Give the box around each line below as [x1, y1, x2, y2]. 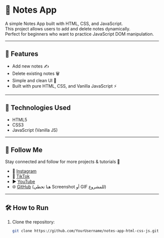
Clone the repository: [12, 219, 55, 225]
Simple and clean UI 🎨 [12, 77, 57, 83]
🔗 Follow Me [5, 145, 43, 154]
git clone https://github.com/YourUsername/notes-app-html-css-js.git [12, 229, 159, 234]
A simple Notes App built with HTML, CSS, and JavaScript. [5, 21, 123, 26]
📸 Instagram [12, 168, 37, 174]
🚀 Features [5, 50, 39, 58]
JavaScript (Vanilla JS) [12, 127, 58, 133]
